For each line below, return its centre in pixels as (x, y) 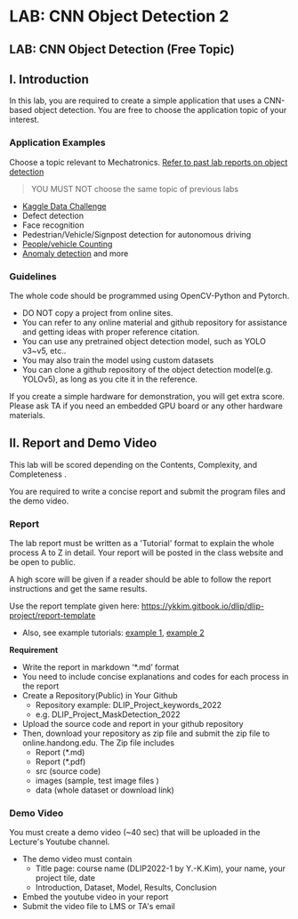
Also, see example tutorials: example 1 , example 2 (113, 633)
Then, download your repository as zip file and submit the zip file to (146, 734)
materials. (28, 415)
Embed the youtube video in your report (95, 897)
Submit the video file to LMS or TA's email (98, 907)
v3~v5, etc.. (44, 351)
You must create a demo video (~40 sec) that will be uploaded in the (135, 833)
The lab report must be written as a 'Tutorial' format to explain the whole (142, 544)
